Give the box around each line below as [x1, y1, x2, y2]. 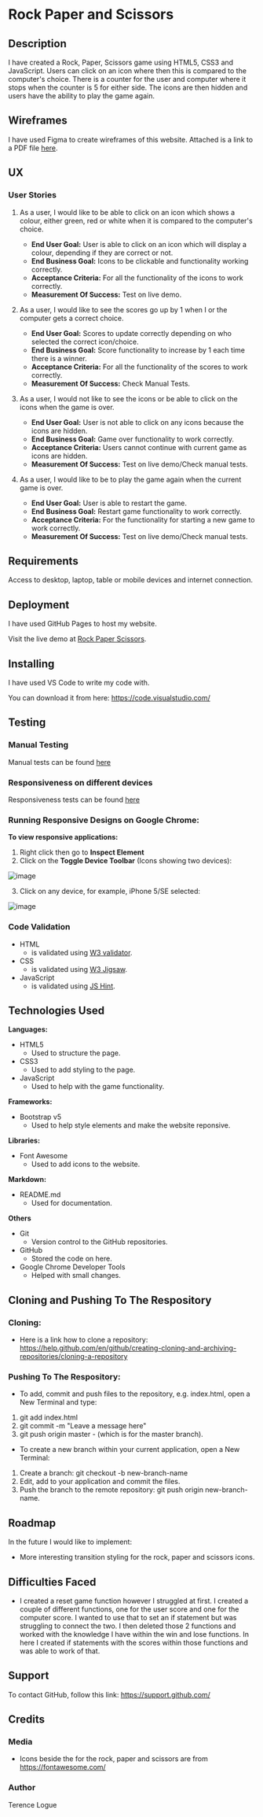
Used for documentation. [31, 1198, 112, 1208]
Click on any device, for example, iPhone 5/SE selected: [19, 887, 201, 896]
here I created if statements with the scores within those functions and [19, 1638, 249, 1647]
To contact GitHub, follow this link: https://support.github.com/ [8, 1690, 210, 1699]
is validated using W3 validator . [31, 947, 133, 957]
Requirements [8, 554, 79, 567]
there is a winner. [31, 353, 88, 363]
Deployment [8, 598, 70, 611]
